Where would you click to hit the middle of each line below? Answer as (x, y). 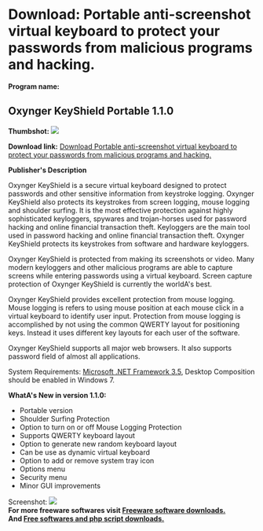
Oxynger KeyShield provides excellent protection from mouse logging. (122, 299)
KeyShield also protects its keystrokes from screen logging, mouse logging (129, 201)
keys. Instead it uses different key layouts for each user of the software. (124, 333)
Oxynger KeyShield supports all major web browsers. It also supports (120, 348)
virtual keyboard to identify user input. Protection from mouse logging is (124, 315)
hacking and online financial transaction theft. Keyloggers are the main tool (129, 227)
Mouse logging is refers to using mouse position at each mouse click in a (126, 308)
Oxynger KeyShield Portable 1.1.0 (91, 111)
